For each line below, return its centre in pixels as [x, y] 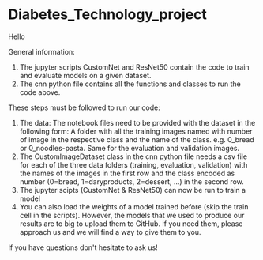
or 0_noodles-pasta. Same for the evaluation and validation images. [129, 148]
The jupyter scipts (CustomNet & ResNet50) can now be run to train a [133, 190]
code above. [40, 92]
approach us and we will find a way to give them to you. [110, 232]
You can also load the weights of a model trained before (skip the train [134, 206]
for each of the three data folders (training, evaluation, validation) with [133, 164]
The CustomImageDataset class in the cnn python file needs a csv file [133, 156]
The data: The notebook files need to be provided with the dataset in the [137, 122]
